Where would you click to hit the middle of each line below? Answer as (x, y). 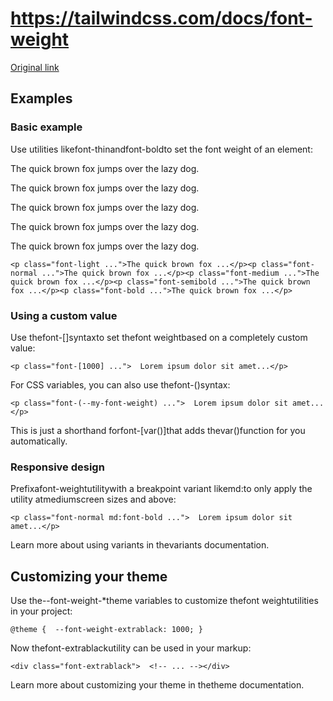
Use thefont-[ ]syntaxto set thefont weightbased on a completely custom (159, 337)
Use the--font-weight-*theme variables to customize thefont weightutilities (164, 601)
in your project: (41, 611)
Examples (41, 98)
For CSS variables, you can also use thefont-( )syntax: (120, 384)
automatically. (39, 441)
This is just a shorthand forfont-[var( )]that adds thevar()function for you (158, 430)
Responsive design (57, 467)
